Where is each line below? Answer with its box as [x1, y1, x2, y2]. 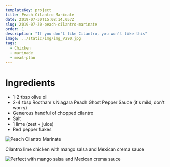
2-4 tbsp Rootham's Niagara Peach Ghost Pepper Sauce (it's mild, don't [12, 99, 165, 105]
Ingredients [5, 77, 55, 88]
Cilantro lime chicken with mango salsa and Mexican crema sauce [5, 146, 144, 152]
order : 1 [5, 27, 24, 32]
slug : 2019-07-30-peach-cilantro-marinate [5, 21, 97, 27]
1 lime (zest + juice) [12, 121, 54, 127]
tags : [5, 41, 17, 46]
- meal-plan [10, 55, 36, 60]
